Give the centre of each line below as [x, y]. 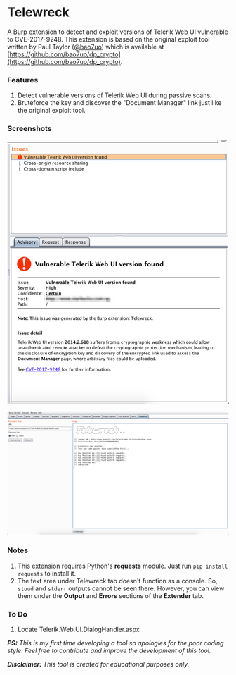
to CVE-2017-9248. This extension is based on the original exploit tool [109, 39]
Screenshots [29, 129]
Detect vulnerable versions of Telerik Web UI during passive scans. [114, 95]
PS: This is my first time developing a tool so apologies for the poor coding [116, 643]
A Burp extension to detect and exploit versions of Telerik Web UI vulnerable [118, 32]
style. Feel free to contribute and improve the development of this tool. [109, 650]
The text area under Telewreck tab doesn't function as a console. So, [117, 581]
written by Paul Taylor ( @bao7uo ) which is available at [86, 47]
